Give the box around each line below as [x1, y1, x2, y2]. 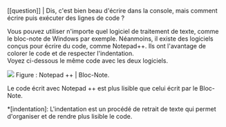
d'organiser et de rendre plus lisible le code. [7, 113, 133, 120]
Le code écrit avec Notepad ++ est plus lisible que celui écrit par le [7, 84, 198, 92]
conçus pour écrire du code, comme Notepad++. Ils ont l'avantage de [7, 42, 206, 50]
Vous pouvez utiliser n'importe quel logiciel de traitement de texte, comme [7, 28, 219, 35]
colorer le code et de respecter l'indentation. [7, 49, 135, 57]
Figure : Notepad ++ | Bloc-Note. [15, 71, 110, 79]
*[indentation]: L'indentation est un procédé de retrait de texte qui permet [7, 105, 216, 113]
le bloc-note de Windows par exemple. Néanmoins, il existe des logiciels [7, 35, 214, 43]
